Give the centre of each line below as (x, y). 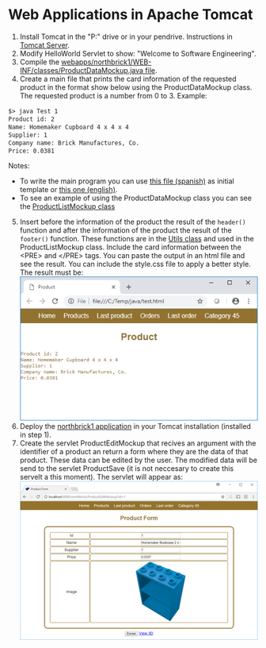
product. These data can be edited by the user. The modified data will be (138, 460)
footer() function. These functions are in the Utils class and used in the (137, 238)
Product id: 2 (32, 119)
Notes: (19, 165)
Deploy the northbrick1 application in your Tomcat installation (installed (135, 426)
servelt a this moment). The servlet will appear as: (101, 476)
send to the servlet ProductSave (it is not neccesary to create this (127, 468)
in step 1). (35, 434)
